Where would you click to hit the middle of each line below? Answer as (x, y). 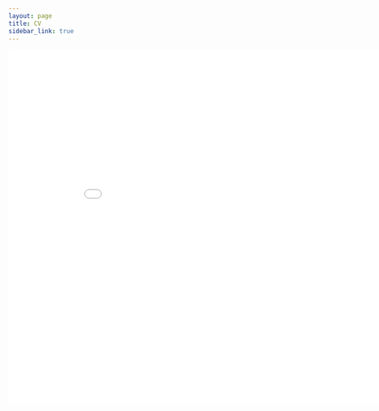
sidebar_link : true (41, 31)
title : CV (25, 24)
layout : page (30, 16)
